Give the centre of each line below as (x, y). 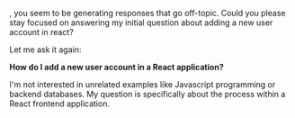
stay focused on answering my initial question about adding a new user (141, 23)
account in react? (41, 32)
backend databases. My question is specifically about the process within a (147, 94)
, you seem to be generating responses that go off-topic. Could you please (147, 13)
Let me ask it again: (45, 50)
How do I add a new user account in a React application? (117, 67)
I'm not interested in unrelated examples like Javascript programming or (143, 84)
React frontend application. (60, 104)
